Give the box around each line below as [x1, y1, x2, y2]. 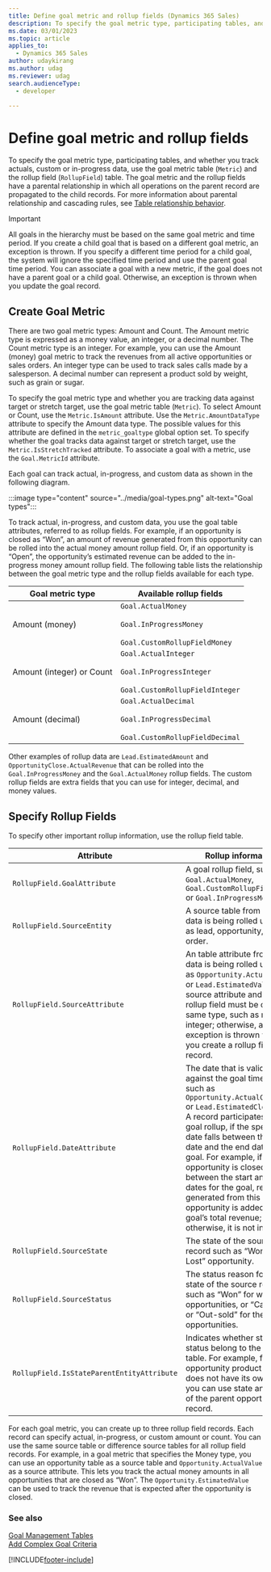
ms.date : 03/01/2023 [8, 27, 78, 35]
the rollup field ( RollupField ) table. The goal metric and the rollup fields [8, 173, 246, 183]
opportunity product [185, 1362, 262, 1373]
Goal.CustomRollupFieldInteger [120, 686, 240, 695]
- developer [15, 86, 56, 95]
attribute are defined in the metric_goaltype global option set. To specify [8, 427, 250, 437]
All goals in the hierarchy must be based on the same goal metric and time [8, 229, 256, 239]
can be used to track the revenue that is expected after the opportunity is [8, 1483, 252, 1493]
